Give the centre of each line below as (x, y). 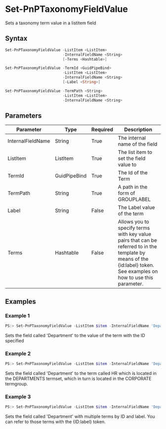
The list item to (135, 152)
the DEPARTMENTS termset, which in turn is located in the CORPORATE (78, 379)
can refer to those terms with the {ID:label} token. (56, 422)
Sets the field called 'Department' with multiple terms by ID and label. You (80, 417)
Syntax (16, 38)
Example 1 (18, 315)
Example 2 (18, 354)
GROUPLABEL (134, 200)
